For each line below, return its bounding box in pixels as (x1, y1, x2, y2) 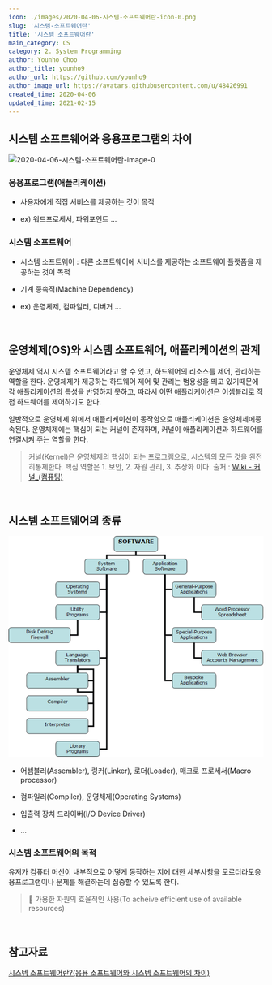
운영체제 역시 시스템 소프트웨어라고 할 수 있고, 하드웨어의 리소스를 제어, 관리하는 (8, 366, 261, 376)
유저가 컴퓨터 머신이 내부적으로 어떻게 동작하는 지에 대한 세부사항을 (8, 867, 220, 877)
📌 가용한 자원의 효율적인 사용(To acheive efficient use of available (28, 894, 243, 905)
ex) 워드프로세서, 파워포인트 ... (19, 214, 117, 224)
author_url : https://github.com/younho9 (8, 73, 147, 81)
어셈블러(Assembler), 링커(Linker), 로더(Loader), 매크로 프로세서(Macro (19, 766, 252, 775)
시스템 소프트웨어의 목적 (8, 847, 97, 858)
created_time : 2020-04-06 (8, 90, 96, 98)
